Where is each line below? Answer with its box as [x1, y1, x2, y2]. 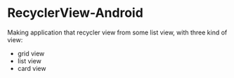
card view [17, 64, 46, 72]
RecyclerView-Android [7, 5, 144, 21]
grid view [17, 49, 45, 58]
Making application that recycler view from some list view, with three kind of [7, 28, 228, 37]
